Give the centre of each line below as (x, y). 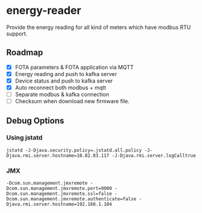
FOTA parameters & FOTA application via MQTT (74, 67)
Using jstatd (24, 138)
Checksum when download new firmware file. (72, 101)
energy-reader (44, 11)
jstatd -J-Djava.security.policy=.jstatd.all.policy (74, 150)
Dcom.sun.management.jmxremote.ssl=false (59, 194)
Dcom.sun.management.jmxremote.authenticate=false (71, 199)
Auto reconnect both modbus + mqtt (60, 87)
